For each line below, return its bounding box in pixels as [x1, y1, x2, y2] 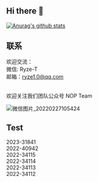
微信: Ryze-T [6, 65, 38, 73]
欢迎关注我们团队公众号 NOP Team [6, 92, 93, 99]
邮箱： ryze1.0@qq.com [6, 73, 64, 80]
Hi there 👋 [6, 6, 44, 16]
